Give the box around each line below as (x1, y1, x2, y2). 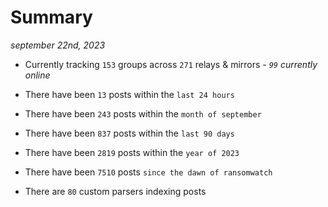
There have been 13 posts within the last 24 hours (24, 88, 235, 100)
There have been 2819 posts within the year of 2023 (24, 146, 240, 158)
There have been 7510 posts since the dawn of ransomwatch (24, 166, 273, 178)
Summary (10, 6, 93, 29)
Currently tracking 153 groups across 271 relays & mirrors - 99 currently (24, 58, 318, 70)
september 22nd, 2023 (10, 39, 106, 51)
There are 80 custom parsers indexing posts (24, 185, 207, 197)
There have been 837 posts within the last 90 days (24, 127, 235, 139)
